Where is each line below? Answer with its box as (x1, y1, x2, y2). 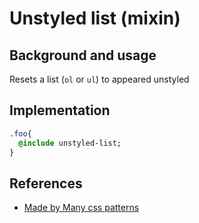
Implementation (9, 102, 111, 119)
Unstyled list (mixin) (9, 7, 181, 30)
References (9, 175, 83, 192)
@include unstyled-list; (18, 138, 122, 148)
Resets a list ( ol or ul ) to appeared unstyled (9, 73, 190, 85)
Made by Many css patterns (23, 202, 140, 214)
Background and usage (9, 47, 157, 64)
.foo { (9, 128, 32, 139)
